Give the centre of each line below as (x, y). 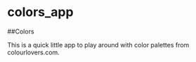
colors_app (40, 12)
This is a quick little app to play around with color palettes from (98, 45)
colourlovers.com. (33, 52)
